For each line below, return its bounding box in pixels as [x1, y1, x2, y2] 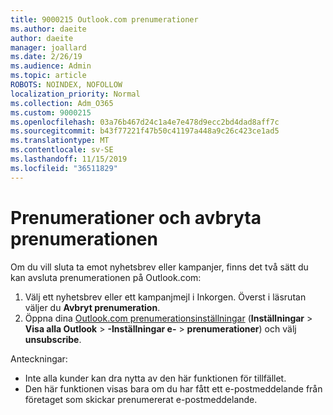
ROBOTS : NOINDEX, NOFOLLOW [10, 80, 123, 90]
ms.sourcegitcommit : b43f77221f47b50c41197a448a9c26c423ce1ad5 [10, 126, 280, 136]
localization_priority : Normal [10, 89, 141, 99]
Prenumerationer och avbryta [10, 206, 262, 229]
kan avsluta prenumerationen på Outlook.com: [10, 271, 202, 283]
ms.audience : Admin [10, 61, 92, 71]
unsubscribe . [24, 333, 82, 345]
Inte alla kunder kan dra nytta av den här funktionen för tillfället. [24, 372, 287, 384]
